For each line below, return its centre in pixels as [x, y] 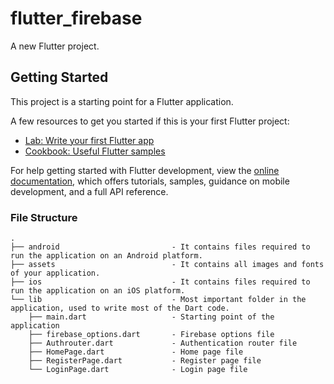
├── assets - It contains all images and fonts [167, 265]
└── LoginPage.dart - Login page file [138, 370]
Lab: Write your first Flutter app [89, 140]
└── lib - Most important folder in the [158, 300]
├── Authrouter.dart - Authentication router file [163, 343]
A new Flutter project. [55, 46]
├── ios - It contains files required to [160, 282]
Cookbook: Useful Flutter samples [95, 151]
